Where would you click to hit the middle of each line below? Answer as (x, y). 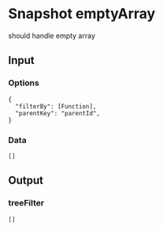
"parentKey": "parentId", (58, 113)
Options (24, 83)
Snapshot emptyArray (82, 14)
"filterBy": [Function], (56, 106)
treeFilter (26, 203)
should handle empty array (52, 36)
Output (26, 181)
